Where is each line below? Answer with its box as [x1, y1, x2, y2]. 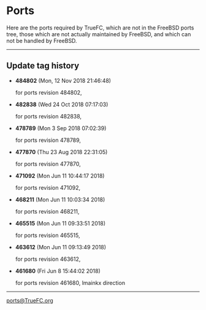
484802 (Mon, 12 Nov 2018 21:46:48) [15, 77, 112, 84]
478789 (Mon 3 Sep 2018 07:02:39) [15, 124, 107, 132]
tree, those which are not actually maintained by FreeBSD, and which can [6, 30, 191, 37]
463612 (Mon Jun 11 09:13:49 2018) [15, 243, 106, 250]
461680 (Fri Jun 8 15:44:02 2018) [15, 267, 101, 274]
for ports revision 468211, [15, 207, 80, 215]
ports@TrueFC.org [6, 296, 53, 304]
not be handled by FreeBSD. [6, 37, 77, 44]
